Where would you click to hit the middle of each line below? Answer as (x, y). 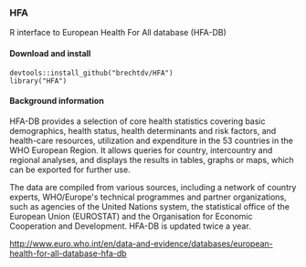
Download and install (50, 53)
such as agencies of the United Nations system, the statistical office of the (150, 206)
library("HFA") (38, 81)
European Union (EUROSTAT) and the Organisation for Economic (131, 216)
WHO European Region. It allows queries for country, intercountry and (141, 150)
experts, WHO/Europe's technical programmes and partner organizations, (148, 197)
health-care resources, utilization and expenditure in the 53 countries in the (152, 140)
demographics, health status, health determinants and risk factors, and (143, 130)
